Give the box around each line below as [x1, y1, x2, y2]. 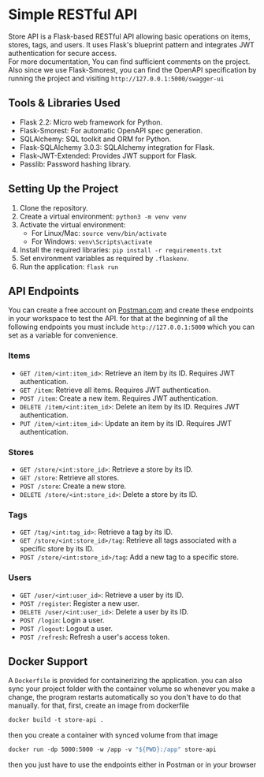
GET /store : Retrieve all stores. [19, 473, 120, 482]
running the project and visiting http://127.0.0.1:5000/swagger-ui [8, 73, 225, 83]
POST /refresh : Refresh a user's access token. [19, 632, 170, 641]
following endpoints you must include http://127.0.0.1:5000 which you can [8, 322, 255, 332]
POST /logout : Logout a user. [19, 623, 113, 633]
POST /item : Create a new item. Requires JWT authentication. [19, 393, 218, 403]
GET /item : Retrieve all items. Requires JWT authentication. [19, 385, 211, 394]
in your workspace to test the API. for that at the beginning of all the [8, 314, 229, 323]
